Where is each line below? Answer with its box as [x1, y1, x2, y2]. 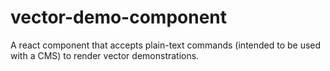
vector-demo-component [10, 6, 228, 29]
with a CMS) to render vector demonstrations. [10, 49, 200, 61]
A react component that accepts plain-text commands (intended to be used [10, 39, 322, 51]
